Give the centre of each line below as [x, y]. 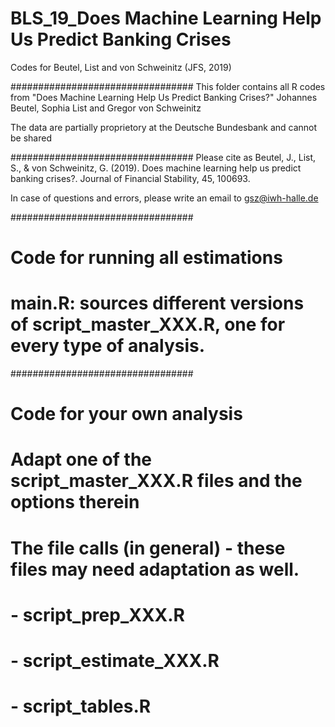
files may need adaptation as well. [155, 569]
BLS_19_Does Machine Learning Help [166, 18]
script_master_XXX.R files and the [156, 481]
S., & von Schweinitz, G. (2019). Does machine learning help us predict [156, 168]
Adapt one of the [81, 459]
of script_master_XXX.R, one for [148, 324]
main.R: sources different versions [157, 303]
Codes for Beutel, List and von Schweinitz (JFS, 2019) [121, 67]
